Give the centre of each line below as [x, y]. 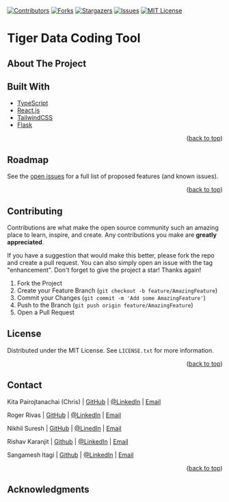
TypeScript [32, 103]
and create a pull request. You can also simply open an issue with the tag [110, 263]
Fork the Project [40, 284]
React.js [28, 110]
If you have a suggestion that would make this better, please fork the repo [111, 255]
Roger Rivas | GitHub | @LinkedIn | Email [64, 415]
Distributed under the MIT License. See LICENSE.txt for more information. [110, 350]
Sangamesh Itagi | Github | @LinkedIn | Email [70, 455]
